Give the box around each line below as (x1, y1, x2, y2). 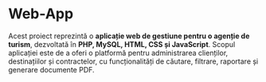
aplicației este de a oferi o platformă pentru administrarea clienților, (8, 48, 229, 57)
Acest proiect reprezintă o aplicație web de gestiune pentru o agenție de (8, 31, 250, 41)
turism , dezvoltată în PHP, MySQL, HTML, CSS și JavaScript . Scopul (8, 39, 236, 49)
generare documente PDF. (8, 64, 95, 74)
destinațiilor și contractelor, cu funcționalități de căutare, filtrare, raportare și (8, 57, 259, 66)
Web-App (8, 5, 74, 23)
